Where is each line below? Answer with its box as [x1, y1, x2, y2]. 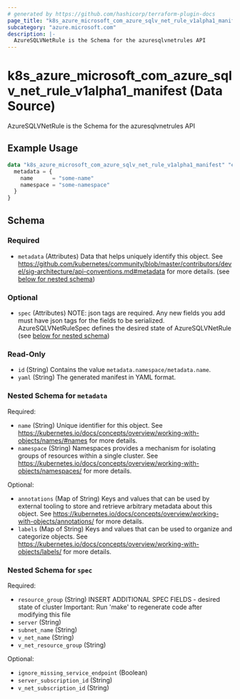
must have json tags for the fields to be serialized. [17, 316, 165, 325]
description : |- [7, 30, 56, 38]
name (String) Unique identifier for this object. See [17, 421, 163, 429]
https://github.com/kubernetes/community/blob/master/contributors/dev [17, 259, 232, 268]
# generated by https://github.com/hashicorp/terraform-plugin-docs [7, 10, 216, 18]
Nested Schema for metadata [7, 391, 108, 401]
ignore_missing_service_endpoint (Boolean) [17, 668, 148, 677]
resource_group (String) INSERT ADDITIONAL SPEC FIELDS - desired [17, 595, 220, 603]
